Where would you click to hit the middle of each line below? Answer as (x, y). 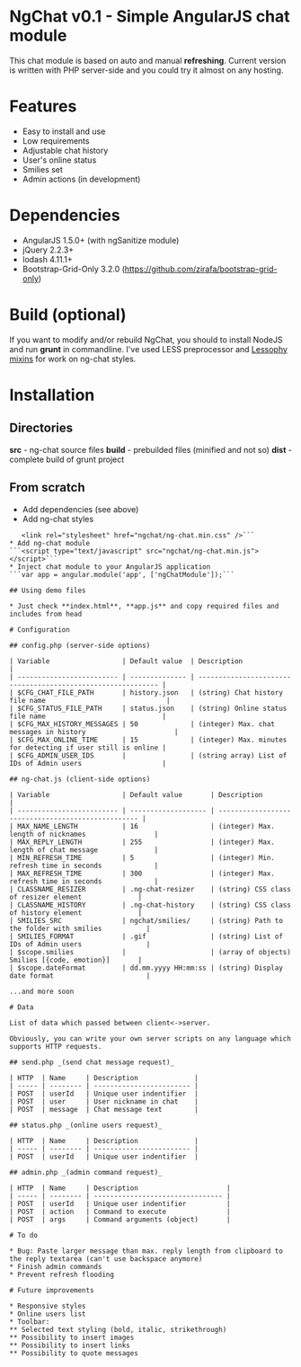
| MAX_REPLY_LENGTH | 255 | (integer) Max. (142, 842)
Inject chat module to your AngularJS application (114, 567)
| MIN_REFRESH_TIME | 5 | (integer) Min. (142, 857)
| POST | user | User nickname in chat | (104, 1101)
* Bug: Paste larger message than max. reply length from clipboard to (146, 1251)
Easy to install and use (64, 131)
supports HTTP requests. (56, 1046)
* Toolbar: (30, 1322)
